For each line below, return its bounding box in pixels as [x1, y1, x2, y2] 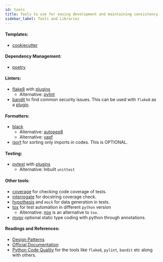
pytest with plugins [12, 161, 51, 167]
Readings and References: [5, 225, 60, 232]
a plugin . [12, 101, 30, 107]
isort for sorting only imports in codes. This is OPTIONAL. [12, 140, 128, 145]
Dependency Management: [5, 53, 62, 59]
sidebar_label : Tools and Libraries [5, 16, 80, 21]
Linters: [5, 75, 21, 81]
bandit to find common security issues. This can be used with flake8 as [12, 96, 157, 102]
